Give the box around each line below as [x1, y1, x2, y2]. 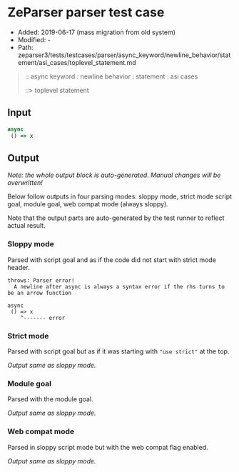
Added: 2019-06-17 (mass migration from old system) [17, 28, 176, 36]
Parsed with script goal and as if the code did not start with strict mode [7, 255, 216, 264]
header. [7, 263, 30, 271]
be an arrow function [7, 289, 72, 296]
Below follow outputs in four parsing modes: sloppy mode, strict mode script [7, 192, 233, 201]
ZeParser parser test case [7, 4, 165, 21]
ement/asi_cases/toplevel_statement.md [17, 58, 137, 66]
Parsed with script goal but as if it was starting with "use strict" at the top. [7, 347, 230, 356]
